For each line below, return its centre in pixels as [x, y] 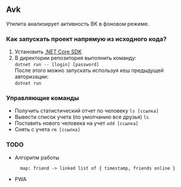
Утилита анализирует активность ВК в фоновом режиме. [78, 23]
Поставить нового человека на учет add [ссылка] [76, 123]
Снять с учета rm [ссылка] [47, 130]
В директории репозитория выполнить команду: [76, 58]
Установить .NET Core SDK [48, 52]
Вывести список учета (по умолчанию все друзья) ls [82, 117]
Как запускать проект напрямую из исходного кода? [86, 39]
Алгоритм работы [37, 157]
